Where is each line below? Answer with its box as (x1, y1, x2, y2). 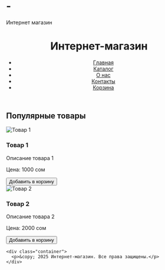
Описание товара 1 (6, 154, 54, 161)
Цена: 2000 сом (6, 224, 47, 231)
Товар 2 (6, 199, 30, 208)
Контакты (91, 78, 116, 85)
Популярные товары (6, 111, 86, 121)
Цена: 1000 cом (6, 166, 45, 173)
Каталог (93, 65, 114, 72)
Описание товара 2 (6, 213, 55, 220)
